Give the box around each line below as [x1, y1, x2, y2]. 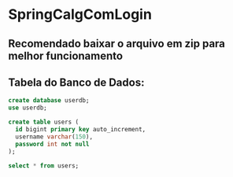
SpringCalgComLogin [8, 6, 152, 24]
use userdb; [8, 104, 47, 112]
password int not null [15, 140, 90, 148]
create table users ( [8, 118, 80, 127]
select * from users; [8, 161, 80, 170]
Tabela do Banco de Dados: [8, 76, 145, 89]
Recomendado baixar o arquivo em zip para [8, 37, 226, 50]
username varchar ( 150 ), [15, 132, 93, 141]
